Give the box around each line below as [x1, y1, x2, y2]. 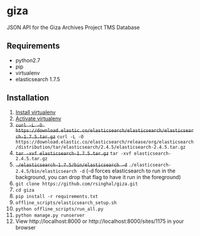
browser [15, 224, 36, 231]
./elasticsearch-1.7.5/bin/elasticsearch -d [15, 162, 128, 168]
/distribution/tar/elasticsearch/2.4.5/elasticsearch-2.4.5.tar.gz [15, 144, 186, 150]
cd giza [15, 187, 34, 193]
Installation [7, 93, 49, 103]
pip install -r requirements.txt [15, 193, 99, 199]
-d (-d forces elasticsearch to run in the [79, 167, 176, 174]
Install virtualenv [15, 109, 56, 116]
